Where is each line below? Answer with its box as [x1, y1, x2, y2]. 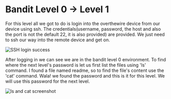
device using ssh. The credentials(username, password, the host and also [5, 26, 161, 32]
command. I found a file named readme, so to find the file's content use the [5, 67, 164, 73]
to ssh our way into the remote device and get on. [5, 37, 110, 43]
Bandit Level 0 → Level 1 [5, 4, 109, 15]
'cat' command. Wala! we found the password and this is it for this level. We [5, 72, 165, 79]
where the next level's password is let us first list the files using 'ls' [5, 62, 146, 68]
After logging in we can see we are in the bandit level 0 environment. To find [5, 56, 166, 62]
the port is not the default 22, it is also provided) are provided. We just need [5, 31, 165, 37]
